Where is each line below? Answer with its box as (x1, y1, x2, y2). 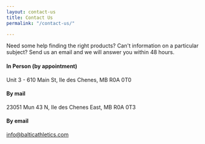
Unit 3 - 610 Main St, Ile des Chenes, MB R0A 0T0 (6, 76, 132, 83)
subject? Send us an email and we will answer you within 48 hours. (6, 49, 175, 56)
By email (6, 117, 29, 125)
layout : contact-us (6, 9, 56, 15)
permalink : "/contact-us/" (6, 20, 75, 26)
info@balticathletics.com (6, 131, 69, 138)
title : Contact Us (6, 15, 53, 21)
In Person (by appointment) (6, 62, 77, 70)
